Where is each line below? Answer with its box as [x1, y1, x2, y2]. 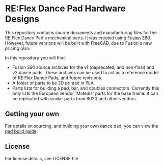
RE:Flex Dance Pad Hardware [5, 3, 126, 14]
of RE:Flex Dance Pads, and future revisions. [12, 75, 103, 81]
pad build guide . [5, 128, 38, 134]
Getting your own [5, 110, 59, 118]
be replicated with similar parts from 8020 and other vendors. [12, 95, 137, 101]
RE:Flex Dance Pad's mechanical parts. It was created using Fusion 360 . [5, 35, 151, 41]
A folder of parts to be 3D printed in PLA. [12, 80, 95, 86]
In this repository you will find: [5, 55, 66, 60]
